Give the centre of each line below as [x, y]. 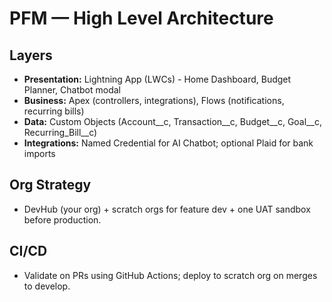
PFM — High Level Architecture [141, 18]
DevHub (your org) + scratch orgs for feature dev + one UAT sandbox [167, 209]
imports [39, 153]
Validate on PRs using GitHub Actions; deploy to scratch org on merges [170, 275]
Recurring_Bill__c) [60, 132]
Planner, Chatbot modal [72, 90]
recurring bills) [54, 111]
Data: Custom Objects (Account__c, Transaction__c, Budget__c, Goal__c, [172, 121]
